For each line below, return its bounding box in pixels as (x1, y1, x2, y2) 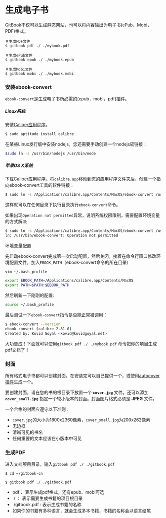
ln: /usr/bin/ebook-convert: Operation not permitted (5, 233, 119, 238)
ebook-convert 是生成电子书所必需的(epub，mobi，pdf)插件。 (5, 96, 129, 102)
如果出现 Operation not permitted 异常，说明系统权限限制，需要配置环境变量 (5, 212, 160, 218)
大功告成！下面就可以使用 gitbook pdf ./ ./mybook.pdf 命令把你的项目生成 (5, 341, 157, 347)
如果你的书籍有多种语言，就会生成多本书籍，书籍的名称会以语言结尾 (12, 508, 151, 514)
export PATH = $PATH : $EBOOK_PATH (5, 283, 70, 288)
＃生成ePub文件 (5, 53, 33, 58)
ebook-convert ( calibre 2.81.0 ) (5, 326, 72, 331)
